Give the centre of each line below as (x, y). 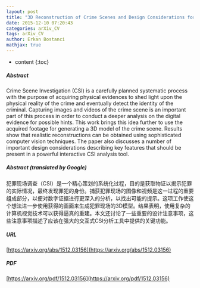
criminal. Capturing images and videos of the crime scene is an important (96, 109)
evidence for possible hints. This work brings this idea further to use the (95, 122)
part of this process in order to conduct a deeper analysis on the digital (93, 116)
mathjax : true (24, 45)
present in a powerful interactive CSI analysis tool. (68, 154)
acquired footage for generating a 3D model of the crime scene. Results (94, 128)
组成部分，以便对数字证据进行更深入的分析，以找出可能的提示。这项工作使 (97, 198)
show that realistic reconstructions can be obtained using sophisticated (94, 135)
